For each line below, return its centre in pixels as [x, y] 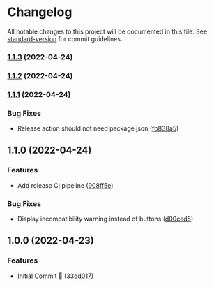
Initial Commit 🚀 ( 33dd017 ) [55, 276]
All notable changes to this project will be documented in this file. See [107, 31]
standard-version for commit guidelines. [65, 38]
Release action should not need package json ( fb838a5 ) [98, 128]
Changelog [40, 12]
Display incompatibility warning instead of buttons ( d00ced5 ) [105, 219]
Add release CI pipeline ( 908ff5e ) [65, 185]
